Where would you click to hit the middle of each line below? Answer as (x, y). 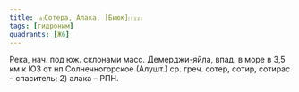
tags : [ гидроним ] (42, 26)
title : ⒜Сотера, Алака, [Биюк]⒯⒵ (76, 17)
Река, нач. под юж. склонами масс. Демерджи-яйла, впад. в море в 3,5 (147, 60)
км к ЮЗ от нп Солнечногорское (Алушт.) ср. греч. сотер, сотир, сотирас (150, 69)
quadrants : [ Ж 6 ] (39, 34)
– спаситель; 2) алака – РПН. (64, 79)
